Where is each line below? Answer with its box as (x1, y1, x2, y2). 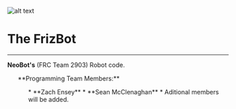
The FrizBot (7, 31, 77, 47)
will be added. (27, 95, 69, 103)
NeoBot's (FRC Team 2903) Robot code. (7, 60, 125, 69)
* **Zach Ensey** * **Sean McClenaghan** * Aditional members (27, 87, 219, 96)
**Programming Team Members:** (17, 74, 120, 82)
